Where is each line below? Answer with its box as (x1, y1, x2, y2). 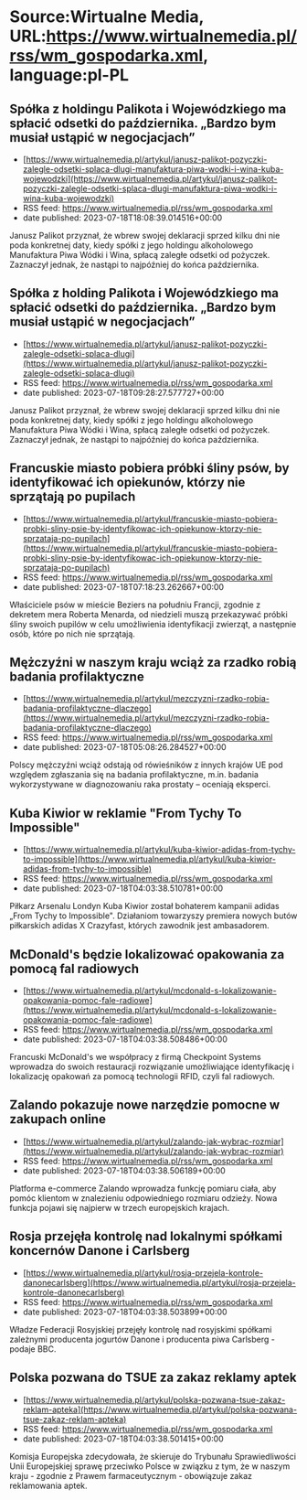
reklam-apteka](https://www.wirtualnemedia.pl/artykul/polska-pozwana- (22, 1404, 298, 1415)
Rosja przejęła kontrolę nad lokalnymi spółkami (9, 1228, 283, 1245)
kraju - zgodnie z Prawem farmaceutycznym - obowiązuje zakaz (9, 1470, 253, 1481)
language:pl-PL (9, 65, 130, 86)
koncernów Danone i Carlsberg (9, 1243, 190, 1259)
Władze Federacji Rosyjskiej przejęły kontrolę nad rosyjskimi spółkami (9, 1323, 272, 1334)
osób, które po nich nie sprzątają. (9, 628, 135, 639)
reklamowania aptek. (9, 1480, 89, 1491)
